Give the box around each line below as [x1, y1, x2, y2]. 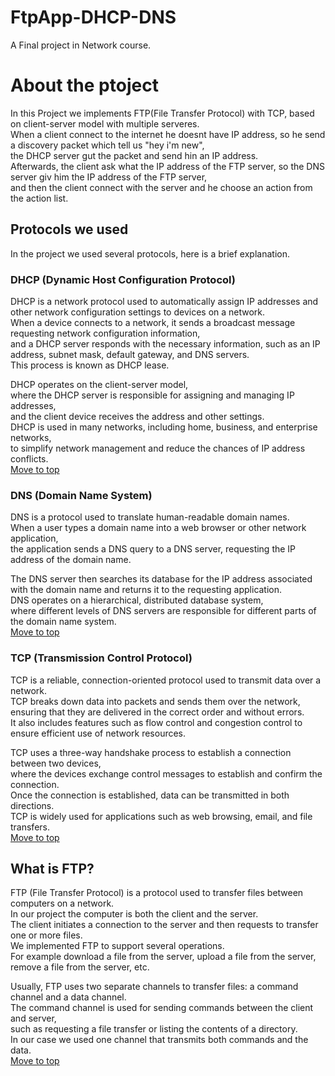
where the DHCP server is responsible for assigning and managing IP [10, 389, 295, 401]
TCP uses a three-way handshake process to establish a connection [10, 746, 292, 758]
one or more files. [10, 929, 83, 941]
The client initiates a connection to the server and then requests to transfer [10, 919, 319, 931]
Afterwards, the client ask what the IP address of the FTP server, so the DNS [10, 160, 325, 172]
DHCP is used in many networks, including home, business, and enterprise [10, 421, 318, 433]
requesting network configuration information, [10, 327, 201, 339]
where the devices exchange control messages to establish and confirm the [10, 767, 323, 780]
